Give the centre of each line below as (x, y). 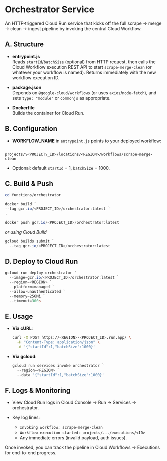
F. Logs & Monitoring (38, 391)
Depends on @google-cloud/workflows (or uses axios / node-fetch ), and (84, 92)
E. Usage (19, 316)
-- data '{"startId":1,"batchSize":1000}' (61, 375)
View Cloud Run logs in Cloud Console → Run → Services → (74, 403)
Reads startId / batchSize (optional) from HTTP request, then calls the (84, 62)
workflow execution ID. (36, 77)
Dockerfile (23, 107)
